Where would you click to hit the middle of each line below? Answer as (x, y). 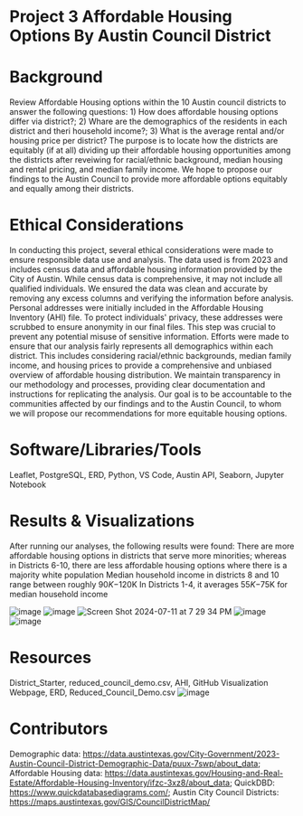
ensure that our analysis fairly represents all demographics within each (142, 346)
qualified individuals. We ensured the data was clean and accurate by (139, 289)
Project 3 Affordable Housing (121, 17)
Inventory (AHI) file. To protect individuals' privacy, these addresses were (146, 317)
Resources (51, 658)
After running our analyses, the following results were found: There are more (152, 546)
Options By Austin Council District (140, 36)
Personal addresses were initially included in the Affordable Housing (137, 308)
